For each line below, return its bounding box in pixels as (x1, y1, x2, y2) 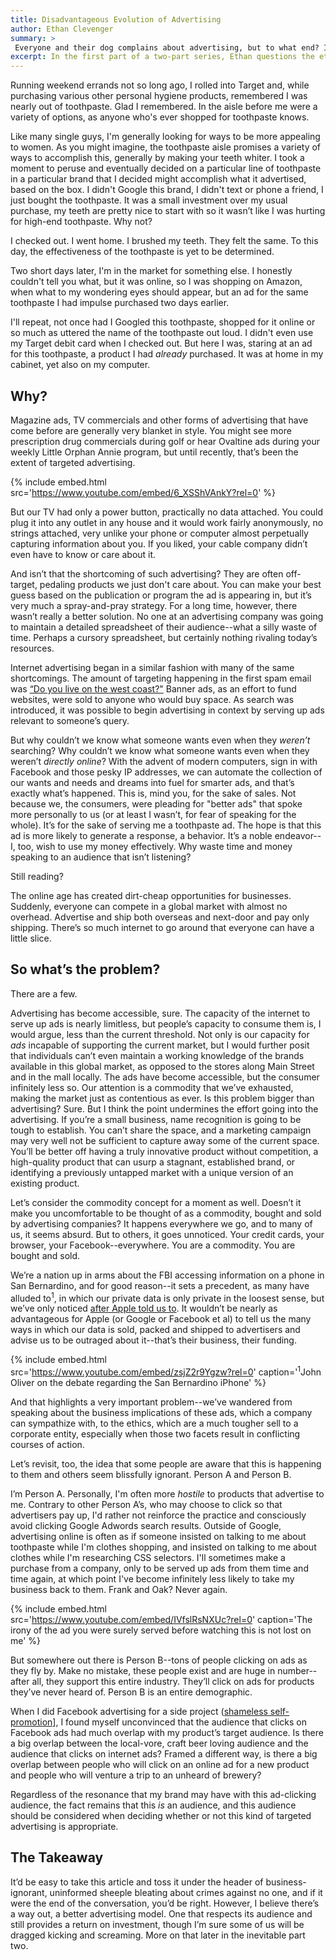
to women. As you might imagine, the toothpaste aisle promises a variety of (10, 141, 322, 153)
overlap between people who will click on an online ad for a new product (10, 1759, 310, 1771)
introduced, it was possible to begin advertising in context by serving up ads (10, 704, 325, 716)
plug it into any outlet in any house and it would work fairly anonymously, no (10, 516, 324, 528)
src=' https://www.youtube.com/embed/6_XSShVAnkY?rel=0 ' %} (10, 486, 277, 498)
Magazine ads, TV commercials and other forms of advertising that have (10, 414, 309, 426)
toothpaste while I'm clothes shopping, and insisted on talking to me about (10, 1541, 317, 1553)
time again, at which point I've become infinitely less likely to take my (10, 1573, 295, 1585)
